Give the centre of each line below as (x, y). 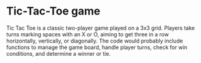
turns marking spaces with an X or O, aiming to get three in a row (87, 34)
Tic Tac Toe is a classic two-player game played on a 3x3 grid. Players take (101, 28)
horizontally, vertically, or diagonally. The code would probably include (95, 41)
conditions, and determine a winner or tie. (59, 53)
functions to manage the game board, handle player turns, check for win (97, 47)
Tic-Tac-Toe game (53, 11)
